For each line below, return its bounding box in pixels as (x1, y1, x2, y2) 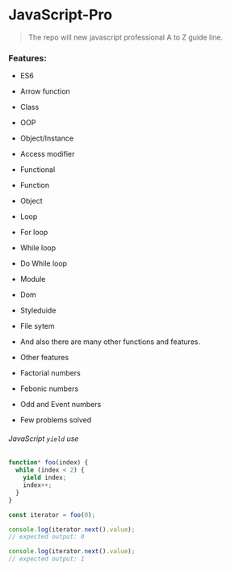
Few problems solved (19, 415, 92, 425)
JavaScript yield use (8, 434, 79, 443)
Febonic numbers (19, 384, 79, 393)
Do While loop (19, 258, 67, 268)
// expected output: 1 (8, 555, 85, 563)
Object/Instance (19, 133, 74, 143)
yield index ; (23, 474, 67, 482)
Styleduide (19, 305, 57, 316)
